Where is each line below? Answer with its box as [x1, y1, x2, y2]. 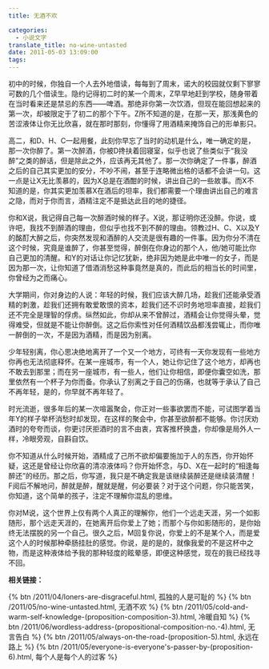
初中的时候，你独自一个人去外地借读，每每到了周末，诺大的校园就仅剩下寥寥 [8, 79, 261, 88]
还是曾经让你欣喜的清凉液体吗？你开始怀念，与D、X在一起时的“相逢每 [29, 461, 260, 471]
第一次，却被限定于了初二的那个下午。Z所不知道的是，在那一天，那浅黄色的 [8, 109, 259, 118]
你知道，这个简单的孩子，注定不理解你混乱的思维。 [8, 491, 177, 500]
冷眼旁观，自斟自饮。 [22, 434, 93, 443]
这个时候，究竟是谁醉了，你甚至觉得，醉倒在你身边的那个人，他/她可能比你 [8, 243, 257, 252]
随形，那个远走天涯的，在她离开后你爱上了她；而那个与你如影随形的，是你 [8, 518, 254, 527]
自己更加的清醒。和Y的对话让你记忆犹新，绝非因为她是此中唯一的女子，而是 [8, 253, 259, 262]
